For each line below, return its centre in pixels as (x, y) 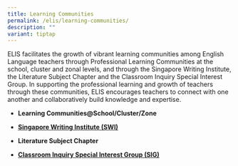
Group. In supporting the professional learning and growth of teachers (110, 84)
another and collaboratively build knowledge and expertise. (94, 100)
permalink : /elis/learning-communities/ (68, 21)
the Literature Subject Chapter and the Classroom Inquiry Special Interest (115, 77)
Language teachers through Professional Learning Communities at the (110, 62)
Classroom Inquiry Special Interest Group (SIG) (89, 155)
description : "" (31, 27)
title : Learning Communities (51, 14)
